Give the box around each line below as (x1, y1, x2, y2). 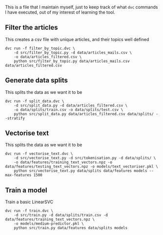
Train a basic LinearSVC (5, 199, 54, 205)
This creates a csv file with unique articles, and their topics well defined (5, 36, 149, 42)
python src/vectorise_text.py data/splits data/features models (14, 169, 147, 173)
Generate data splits (5, 76, 68, 85)
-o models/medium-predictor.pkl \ (14, 221, 84, 226)
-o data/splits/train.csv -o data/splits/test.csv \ (14, 107, 123, 112)
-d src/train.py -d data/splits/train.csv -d (14, 213, 108, 218)
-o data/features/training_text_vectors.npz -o (14, 160, 112, 165)
